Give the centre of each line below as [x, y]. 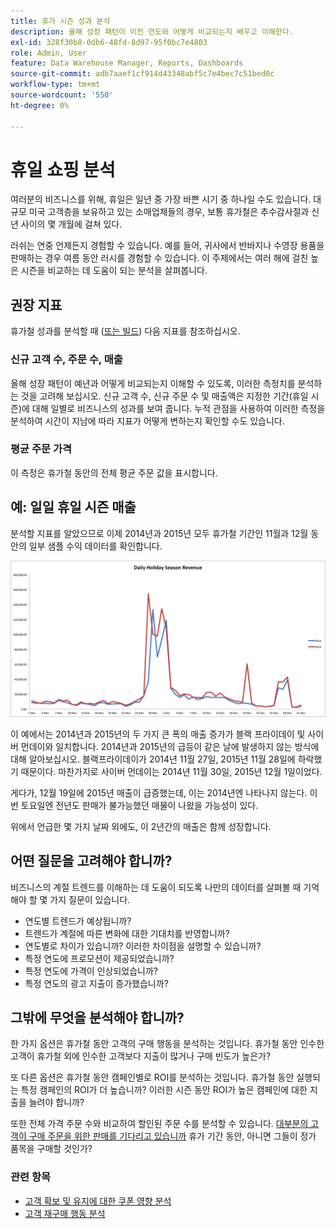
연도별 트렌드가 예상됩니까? [78, 921]
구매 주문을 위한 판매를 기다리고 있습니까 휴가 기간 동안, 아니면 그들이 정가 [172, 1136]
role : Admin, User [48, 53]
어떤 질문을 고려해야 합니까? [91, 861]
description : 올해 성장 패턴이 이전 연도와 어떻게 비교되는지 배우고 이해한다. [152, 31]
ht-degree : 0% [40, 105]
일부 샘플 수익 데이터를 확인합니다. [95, 546]
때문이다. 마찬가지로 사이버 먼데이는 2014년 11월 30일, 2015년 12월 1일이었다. [171, 771]
